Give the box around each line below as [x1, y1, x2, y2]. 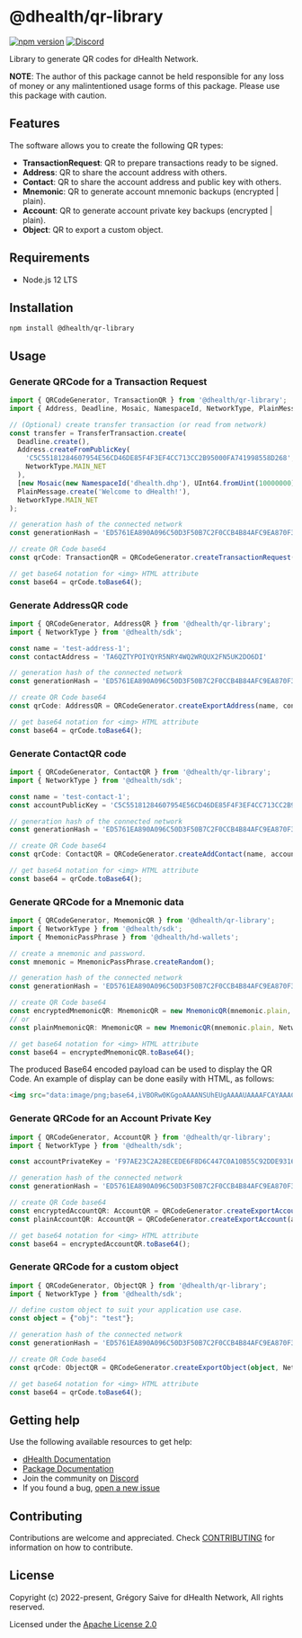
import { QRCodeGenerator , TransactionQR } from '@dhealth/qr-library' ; [9, 396, 288, 405]
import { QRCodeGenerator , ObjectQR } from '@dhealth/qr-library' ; [9, 1281, 268, 1290]
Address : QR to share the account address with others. [22, 166, 227, 177]
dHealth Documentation [22, 1454, 111, 1464]
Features [9, 116, 60, 131]
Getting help [9, 1412, 80, 1428]
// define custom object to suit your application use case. [9, 1305, 244, 1314]
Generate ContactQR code [9, 747, 127, 760]
